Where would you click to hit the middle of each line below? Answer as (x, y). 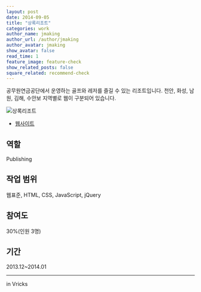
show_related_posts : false (40, 67)
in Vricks (17, 284)
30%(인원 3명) (24, 231)
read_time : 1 (22, 56)
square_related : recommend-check (48, 73)
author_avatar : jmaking (36, 45)
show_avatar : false (31, 51)
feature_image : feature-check (44, 62)
